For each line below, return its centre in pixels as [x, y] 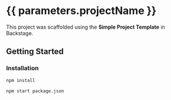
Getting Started [35, 52]
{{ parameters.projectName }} [81, 11]
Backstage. [20, 33]
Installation [23, 68]
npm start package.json [35, 91]
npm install [21, 80]
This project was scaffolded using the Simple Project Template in [86, 27]
